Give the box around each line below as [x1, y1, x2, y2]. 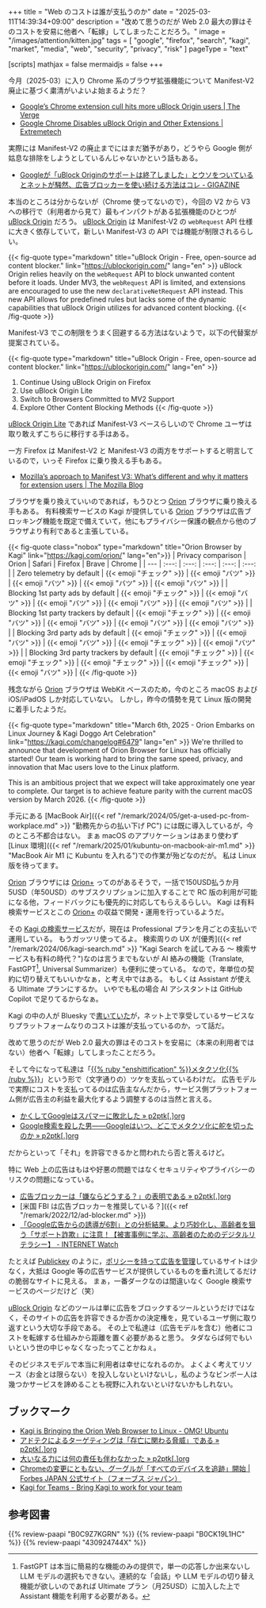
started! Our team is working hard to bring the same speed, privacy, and [8, 754, 243, 764]
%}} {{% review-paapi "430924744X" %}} [8, 1538, 146, 1548]
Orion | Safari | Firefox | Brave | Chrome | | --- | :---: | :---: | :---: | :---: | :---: [8, 559, 256, 568]
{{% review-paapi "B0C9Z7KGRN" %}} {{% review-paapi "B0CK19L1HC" [8, 1529, 245, 1539]
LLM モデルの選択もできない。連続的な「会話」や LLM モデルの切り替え [19, 1571, 256, 1581]
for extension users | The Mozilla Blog [19, 480, 144, 490]
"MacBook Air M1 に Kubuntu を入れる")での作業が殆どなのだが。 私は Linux [8, 851, 256, 860]
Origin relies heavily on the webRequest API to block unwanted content [8, 269, 235, 279]
